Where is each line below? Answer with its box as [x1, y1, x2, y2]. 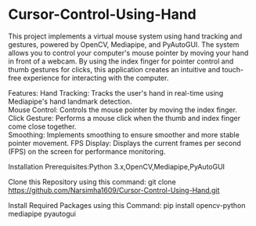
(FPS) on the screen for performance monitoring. [8, 147, 166, 156]
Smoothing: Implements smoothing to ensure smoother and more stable [8, 129, 240, 139]
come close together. [8, 122, 77, 131]
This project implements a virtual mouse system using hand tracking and [8, 31, 243, 41]
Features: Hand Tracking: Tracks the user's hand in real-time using [8, 88, 224, 97]
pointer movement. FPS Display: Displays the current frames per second [8, 138, 241, 148]
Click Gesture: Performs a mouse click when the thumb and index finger [8, 113, 241, 122]
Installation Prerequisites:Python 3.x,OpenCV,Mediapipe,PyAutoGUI [8, 162, 225, 171]
